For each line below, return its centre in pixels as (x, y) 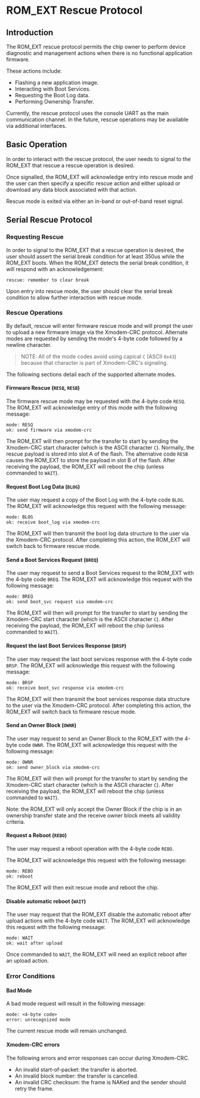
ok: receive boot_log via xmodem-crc (53, 522)
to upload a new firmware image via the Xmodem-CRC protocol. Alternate (97, 332)
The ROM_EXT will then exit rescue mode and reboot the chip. (83, 888)
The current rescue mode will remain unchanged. (67, 1031)
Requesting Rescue (35, 237)
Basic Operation (37, 145)
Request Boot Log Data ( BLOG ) (43, 487)
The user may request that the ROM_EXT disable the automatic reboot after (99, 915)
